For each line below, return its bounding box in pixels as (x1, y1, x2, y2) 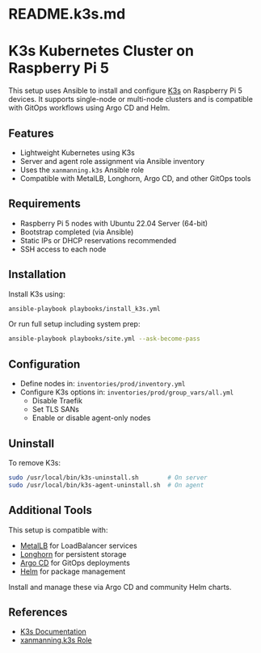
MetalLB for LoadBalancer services (19, 541, 137, 550)
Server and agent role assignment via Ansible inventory (19, 156, 204, 166)
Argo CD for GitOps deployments (19, 558, 131, 567)
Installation (8, 268, 66, 281)
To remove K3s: (8, 457, 61, 467)
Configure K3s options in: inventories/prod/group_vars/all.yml (19, 387, 234, 397)
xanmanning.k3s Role (19, 635, 92, 645)
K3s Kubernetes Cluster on (8, 42, 194, 61)
